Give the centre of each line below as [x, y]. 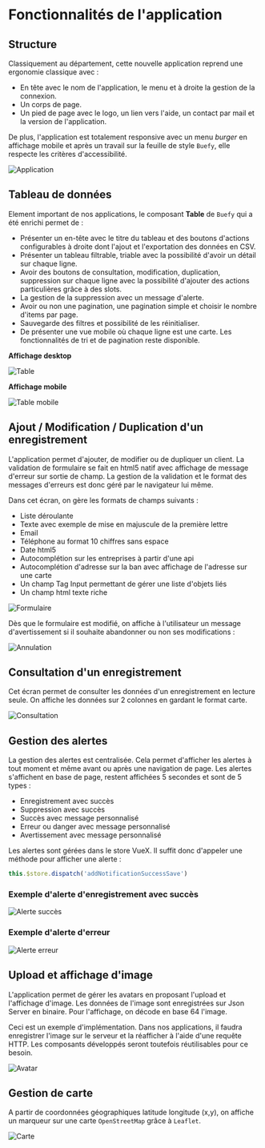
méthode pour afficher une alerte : [65, 859]
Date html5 [38, 549]
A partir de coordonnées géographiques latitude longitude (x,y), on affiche [131, 1112]
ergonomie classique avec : [54, 72]
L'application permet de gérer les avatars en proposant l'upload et [117, 994]
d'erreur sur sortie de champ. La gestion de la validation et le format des [128, 476]
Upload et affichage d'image [81, 975]
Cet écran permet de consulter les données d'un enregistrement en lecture [132, 692]
